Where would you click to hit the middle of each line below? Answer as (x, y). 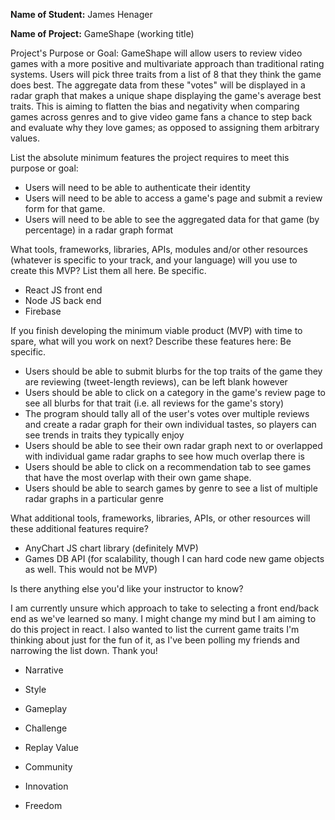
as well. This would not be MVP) (91, 569)
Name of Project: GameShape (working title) (102, 33)
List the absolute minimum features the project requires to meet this (150, 157)
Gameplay (46, 708)
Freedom (43, 805)
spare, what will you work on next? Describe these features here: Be (151, 341)
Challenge (46, 728)
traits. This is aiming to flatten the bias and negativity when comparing (155, 106)
